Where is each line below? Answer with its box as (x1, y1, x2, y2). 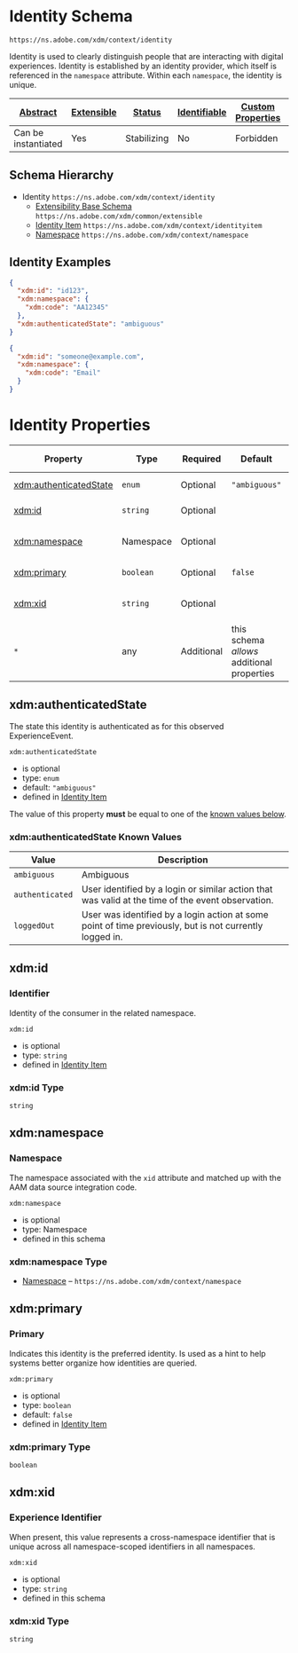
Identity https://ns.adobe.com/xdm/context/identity (21, 191, 216, 201)
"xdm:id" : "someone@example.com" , (17, 352, 145, 361)
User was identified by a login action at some (81, 908, 269, 920)
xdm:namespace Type (9, 1255, 108, 1268)
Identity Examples (9, 255, 112, 270)
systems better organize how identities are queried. (9, 1358, 198, 1368)
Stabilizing (125, 131, 169, 144)
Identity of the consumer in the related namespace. (9, 1007, 197, 1018)
